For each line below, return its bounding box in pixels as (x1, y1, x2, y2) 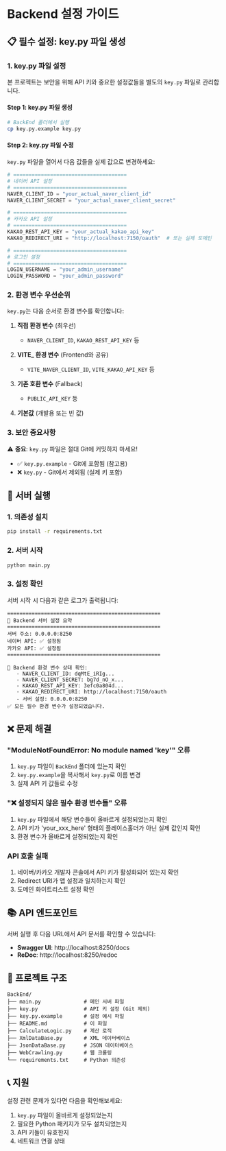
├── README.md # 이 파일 (7, 1020, 108, 1027)
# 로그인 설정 (7, 253, 40, 261)
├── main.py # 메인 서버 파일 (7, 998, 125, 1005)
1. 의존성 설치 (7, 512, 49, 522)
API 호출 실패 (7, 851, 49, 861)
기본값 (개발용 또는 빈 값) (16, 409, 84, 417)
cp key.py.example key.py (7, 125, 81, 132)
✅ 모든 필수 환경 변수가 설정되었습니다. (7, 702, 105, 710)
